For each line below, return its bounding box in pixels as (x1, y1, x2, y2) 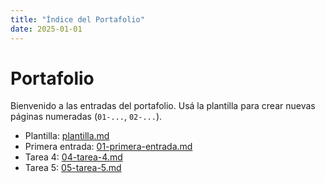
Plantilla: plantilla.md (24, 130, 110, 142)
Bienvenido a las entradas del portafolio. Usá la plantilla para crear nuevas (10, 100, 316, 112)
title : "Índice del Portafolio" (10, 14, 145, 25)
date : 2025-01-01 (10, 24, 83, 34)
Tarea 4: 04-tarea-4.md (24, 151, 123, 163)
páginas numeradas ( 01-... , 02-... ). (10, 111, 163, 123)
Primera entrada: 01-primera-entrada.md (24, 141, 193, 153)
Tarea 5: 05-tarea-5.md (24, 162, 122, 174)
